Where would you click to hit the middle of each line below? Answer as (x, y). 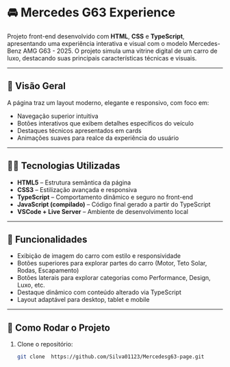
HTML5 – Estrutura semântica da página (74, 182)
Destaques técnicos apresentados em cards (79, 130)
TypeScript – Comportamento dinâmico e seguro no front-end (105, 197)
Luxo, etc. (31, 285)
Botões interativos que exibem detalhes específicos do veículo (105, 123)
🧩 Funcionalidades (47, 239)
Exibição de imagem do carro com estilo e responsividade (99, 256)
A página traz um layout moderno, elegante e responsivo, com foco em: (108, 102)
